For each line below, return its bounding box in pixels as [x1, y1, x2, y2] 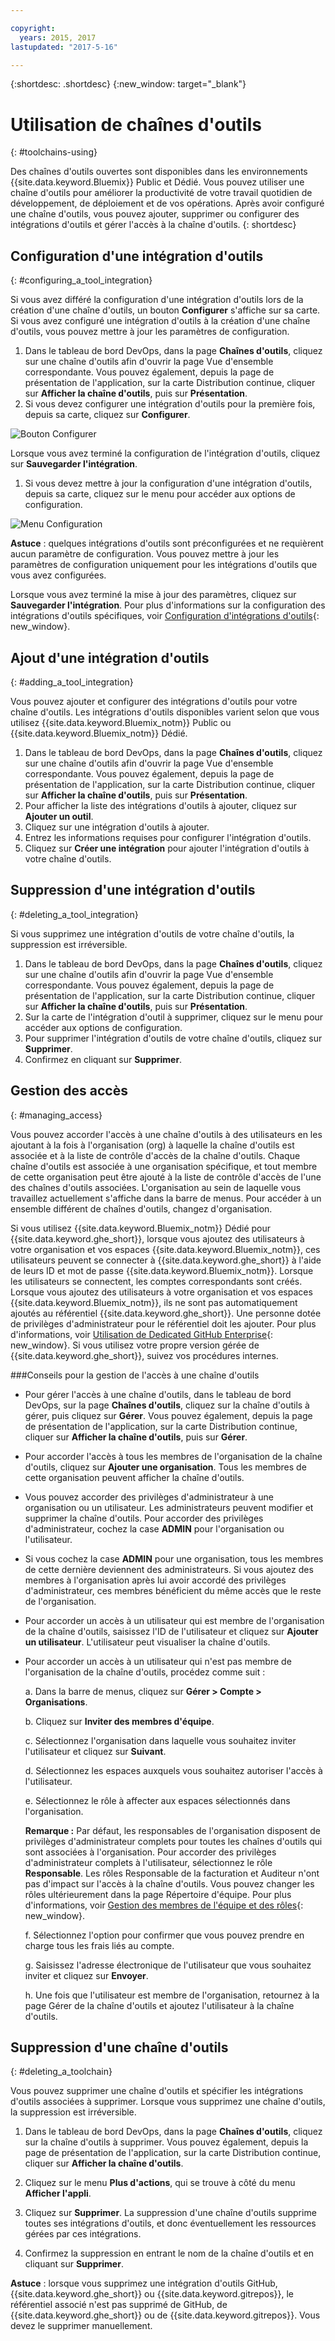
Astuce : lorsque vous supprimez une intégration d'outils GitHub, [10, 2277, 278, 2290]
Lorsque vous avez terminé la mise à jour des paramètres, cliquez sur [10, 589, 297, 601]
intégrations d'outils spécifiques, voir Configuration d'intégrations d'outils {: [10, 610, 320, 622]
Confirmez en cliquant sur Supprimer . [24, 1053, 183, 1065]
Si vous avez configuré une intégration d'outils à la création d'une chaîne [10, 315, 311, 327]
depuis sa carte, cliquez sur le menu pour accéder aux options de [24, 488, 296, 500]
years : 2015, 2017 [19, 32, 97, 43]
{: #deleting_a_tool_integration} [10, 908, 139, 920]
